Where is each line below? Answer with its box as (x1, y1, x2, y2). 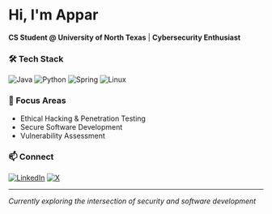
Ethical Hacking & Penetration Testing (19, 113, 146, 123)
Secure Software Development (19, 122, 123, 131)
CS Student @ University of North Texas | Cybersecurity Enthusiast (8, 32, 241, 42)
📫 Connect (8, 152, 54, 163)
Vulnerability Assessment (19, 131, 105, 140)
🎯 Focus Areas (8, 95, 66, 106)
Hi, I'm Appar (8, 6, 99, 24)
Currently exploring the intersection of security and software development (8, 196, 257, 206)
